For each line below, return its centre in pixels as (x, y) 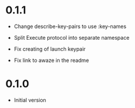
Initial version (30, 100)
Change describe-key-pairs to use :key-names (70, 26)
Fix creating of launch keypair (50, 49)
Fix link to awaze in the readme (51, 60)
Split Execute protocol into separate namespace (72, 37)
